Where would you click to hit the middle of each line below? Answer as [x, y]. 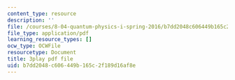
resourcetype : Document [42, 53]
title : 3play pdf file [40, 59]
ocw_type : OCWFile [34, 46]
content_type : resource [42, 14]
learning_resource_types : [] [50, 40]
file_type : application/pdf [48, 33]
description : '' [31, 20]
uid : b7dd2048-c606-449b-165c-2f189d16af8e [72, 65]
